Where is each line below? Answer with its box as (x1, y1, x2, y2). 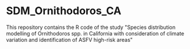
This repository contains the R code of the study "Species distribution (6, 24, 176, 31)
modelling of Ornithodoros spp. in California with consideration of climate (6, 30, 185, 37)
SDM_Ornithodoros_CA (6, 4, 122, 18)
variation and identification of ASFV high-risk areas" (6, 36, 133, 43)
